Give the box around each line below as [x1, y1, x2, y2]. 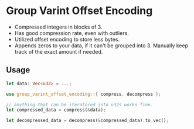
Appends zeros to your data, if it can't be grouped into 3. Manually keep [14, 42, 189, 49]
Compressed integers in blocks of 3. [14, 23, 103, 30]
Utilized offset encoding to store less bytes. [14, 36, 120, 43]
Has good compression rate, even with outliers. [14, 29, 129, 36]
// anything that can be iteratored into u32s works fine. [6, 102, 154, 107]
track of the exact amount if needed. [14, 48, 103, 55]
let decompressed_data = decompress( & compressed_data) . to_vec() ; [6, 118, 169, 124]
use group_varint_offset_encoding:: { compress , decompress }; [6, 91, 161, 97]
